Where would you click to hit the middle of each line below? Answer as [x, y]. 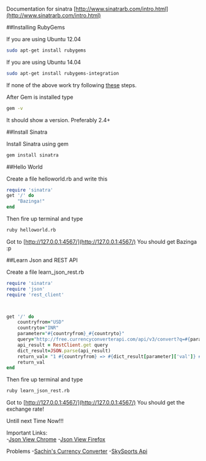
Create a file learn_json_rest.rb [45, 272]
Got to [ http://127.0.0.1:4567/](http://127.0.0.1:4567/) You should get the [96, 403]
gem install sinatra [33, 155]
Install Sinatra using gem [37, 144]
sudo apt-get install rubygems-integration [63, 73]
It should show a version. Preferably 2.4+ [59, 120]
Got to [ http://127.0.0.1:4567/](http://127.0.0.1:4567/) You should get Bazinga [102, 241]
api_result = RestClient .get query [63, 345]
